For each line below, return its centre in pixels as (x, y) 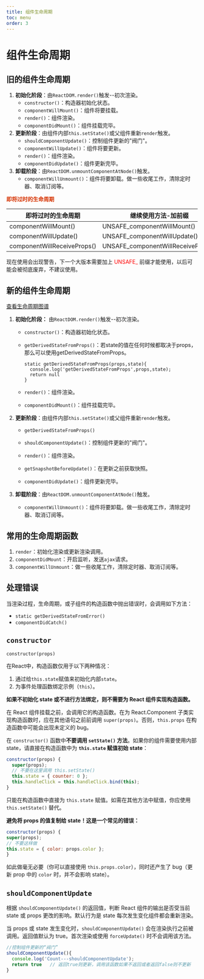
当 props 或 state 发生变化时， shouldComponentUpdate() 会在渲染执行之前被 (100, 929)
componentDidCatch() (41, 623)
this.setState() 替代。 (36, 807)
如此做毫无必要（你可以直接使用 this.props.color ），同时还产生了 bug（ (97, 867)
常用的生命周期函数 (42, 536)
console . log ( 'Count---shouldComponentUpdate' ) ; (73, 959)
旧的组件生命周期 (38, 79)
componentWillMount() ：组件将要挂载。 (73, 111)
